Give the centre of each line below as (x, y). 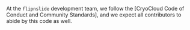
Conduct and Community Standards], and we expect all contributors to (94, 15)
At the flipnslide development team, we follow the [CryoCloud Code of (95, 9)
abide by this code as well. (39, 21)
